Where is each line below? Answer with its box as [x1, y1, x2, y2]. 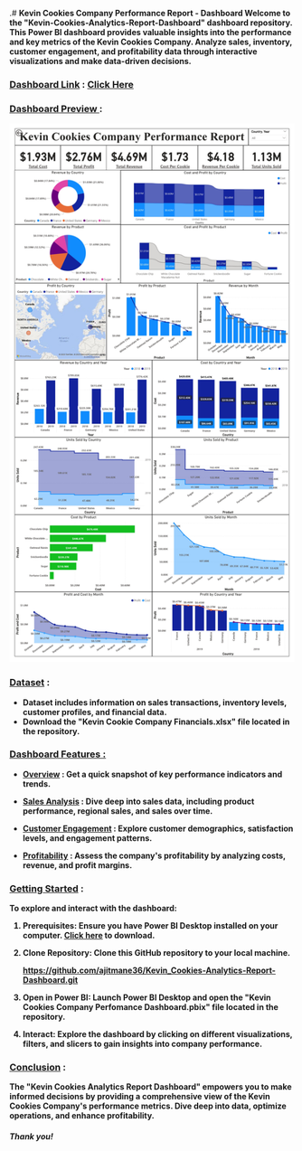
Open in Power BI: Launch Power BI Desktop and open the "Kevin [22, 992, 271, 1003]
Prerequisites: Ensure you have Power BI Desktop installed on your [22, 920, 278, 931]
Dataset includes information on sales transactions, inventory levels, [22, 696, 288, 708]
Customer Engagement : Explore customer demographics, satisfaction [22, 823, 294, 834]
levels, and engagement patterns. [22, 832, 153, 844]
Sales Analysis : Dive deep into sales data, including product [22, 796, 255, 807]
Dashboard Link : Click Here [9, 78, 134, 90]
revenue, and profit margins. [22, 859, 133, 871]
